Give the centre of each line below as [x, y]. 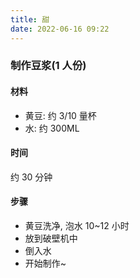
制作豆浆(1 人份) [48, 66]
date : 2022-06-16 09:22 [60, 29]
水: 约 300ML [52, 128]
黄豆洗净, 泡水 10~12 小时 [77, 226]
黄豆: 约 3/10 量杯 [60, 115]
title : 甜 [30, 19]
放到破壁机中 [51, 238]
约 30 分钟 [31, 177]
